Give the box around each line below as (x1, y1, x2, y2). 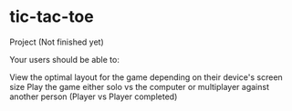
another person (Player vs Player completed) (9, 91, 178, 102)
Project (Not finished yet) (9, 36, 105, 47)
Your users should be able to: (9, 54, 120, 65)
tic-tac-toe (9, 6, 94, 27)
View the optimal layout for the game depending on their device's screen (9, 71, 283, 83)
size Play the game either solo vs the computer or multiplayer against (9, 81, 269, 92)
